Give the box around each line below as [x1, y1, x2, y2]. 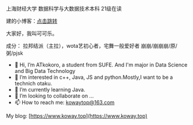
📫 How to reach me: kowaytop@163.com [14, 99, 115, 106]
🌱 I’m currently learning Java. [14, 86, 86, 93]
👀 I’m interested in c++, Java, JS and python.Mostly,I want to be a [14, 74, 173, 81]
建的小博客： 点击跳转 [6, 18, 57, 25]
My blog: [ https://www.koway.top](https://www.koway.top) [6, 113, 147, 119]
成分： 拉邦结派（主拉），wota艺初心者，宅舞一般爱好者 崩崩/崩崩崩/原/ [6, 43, 178, 49]
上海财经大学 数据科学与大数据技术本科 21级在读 [6, 5, 122, 12]
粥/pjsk [6, 50, 23, 57]
